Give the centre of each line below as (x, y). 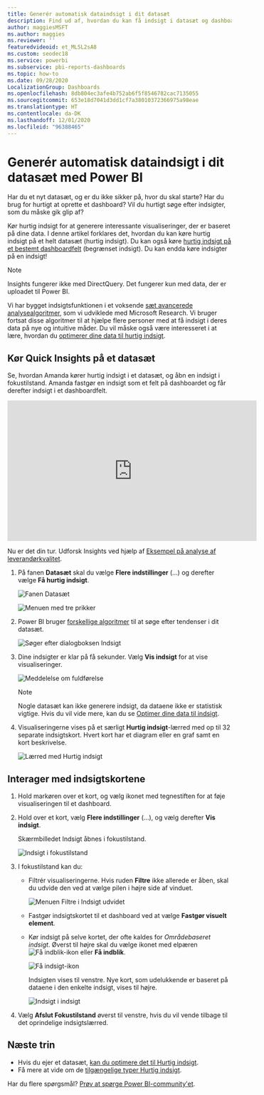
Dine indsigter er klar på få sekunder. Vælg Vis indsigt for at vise (113, 657)
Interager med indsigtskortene (76, 779)
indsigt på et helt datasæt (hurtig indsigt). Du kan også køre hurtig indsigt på (119, 241)
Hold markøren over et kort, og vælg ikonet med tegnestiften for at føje (121, 796)
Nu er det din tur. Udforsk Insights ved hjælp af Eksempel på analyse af (112, 551)
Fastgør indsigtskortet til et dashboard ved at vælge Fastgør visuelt (127, 916)
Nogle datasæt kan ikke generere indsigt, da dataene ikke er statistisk (120, 706)
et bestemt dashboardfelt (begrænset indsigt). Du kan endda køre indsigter (117, 249)
